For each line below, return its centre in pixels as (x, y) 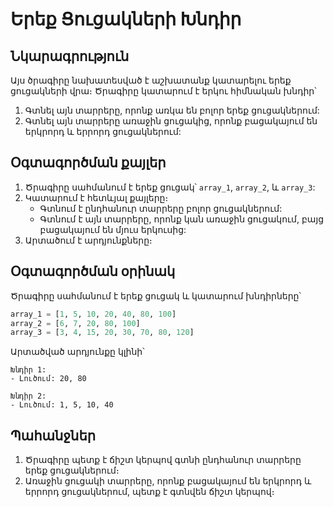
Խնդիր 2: (28, 396)
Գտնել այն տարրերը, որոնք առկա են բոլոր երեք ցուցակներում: (172, 110)
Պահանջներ (53, 435)
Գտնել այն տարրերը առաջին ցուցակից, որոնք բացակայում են (171, 121)
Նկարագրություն (70, 56)
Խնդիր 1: (28, 370)
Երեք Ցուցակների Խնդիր (126, 19)
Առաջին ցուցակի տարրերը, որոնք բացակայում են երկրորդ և (168, 481)
